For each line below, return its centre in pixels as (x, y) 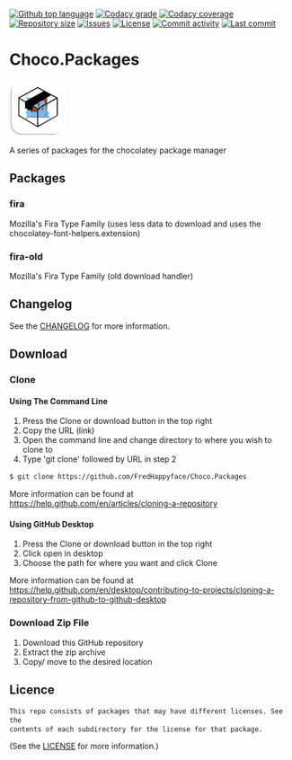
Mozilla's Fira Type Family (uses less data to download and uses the (135, 224)
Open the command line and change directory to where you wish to (147, 440)
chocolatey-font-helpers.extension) (75, 233)
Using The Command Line (58, 401)
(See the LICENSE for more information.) (84, 747)
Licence (32, 690)
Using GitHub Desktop (52, 524)
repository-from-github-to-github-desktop (88, 600)
